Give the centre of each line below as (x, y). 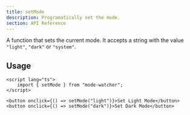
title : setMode (25, 12)
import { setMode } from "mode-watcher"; (70, 85)
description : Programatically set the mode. (63, 18)
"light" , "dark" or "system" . (41, 47)
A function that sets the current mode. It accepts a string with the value (95, 41)
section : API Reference (36, 23)
